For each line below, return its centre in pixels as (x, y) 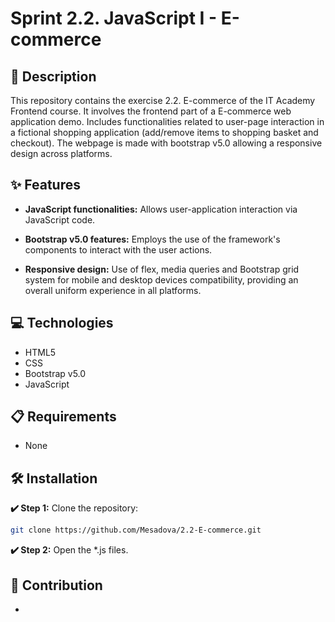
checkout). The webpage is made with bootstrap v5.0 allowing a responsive (166, 143)
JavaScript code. (60, 219)
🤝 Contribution (56, 585)
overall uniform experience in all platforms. (113, 290)
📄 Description (53, 76)
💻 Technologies (62, 323)
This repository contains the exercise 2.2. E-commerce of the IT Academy (163, 100)
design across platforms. (61, 153)
